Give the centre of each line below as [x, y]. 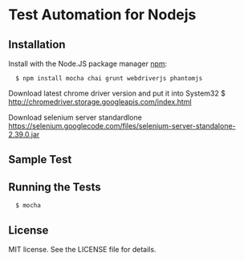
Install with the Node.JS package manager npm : [88, 63]
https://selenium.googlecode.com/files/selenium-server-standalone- [122, 126]
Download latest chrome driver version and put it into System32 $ [117, 93]
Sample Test [40, 159]
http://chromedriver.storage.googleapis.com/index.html [100, 102]
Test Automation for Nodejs [102, 15]
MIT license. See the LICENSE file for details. [82, 250]
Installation [37, 45]
